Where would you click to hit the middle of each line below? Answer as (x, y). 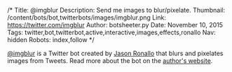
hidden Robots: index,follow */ (51, 40)
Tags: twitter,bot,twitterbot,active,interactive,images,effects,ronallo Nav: (111, 32)
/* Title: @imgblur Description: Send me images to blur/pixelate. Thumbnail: (116, 10)
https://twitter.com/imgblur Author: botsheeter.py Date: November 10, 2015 (115, 25)
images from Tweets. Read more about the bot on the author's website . (110, 61)
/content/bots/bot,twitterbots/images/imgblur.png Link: (87, 17)
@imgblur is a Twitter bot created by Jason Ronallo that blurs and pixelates (115, 53)
